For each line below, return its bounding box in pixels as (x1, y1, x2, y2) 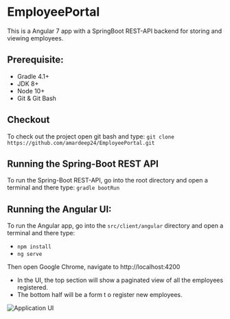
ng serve (16, 251, 43, 258)
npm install (16, 244, 51, 250)
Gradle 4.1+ (16, 72, 49, 80)
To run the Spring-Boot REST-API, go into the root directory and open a (7, 176, 208, 185)
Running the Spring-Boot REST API (7, 158, 159, 169)
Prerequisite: (7, 54, 64, 66)
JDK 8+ (16, 80, 39, 88)
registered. (16, 283, 48, 292)
